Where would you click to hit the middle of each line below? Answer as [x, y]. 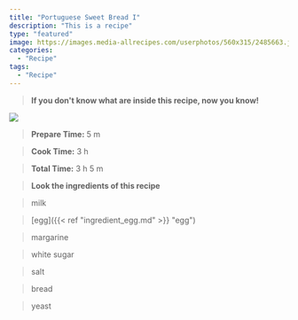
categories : [31, 51]
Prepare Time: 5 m [66, 134]
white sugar [52, 254]
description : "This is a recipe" [71, 26]
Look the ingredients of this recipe [95, 185]
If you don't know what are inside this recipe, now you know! [145, 100]
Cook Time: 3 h [59, 151]
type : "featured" [41, 34]
